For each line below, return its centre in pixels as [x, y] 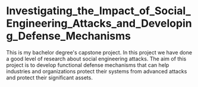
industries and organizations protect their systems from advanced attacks [97, 71]
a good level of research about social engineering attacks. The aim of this [96, 59]
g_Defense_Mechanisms [69, 36]
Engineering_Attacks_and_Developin [99, 23]
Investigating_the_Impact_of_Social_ [99, 11]
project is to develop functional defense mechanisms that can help [88, 65]
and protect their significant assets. [50, 78]
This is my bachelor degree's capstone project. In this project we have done [99, 52]
